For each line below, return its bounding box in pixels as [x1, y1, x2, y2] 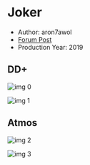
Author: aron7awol [17, 28, 72, 36]
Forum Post [17, 35, 52, 43]
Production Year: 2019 [17, 43, 84, 51]
